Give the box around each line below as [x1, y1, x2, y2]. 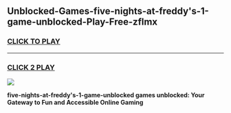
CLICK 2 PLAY [7, 62, 55, 72]
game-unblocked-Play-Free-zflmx [7, 16, 158, 28]
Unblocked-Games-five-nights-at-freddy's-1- [7, 5, 210, 17]
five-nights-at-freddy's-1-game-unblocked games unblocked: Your [7, 90, 205, 99]
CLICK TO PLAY [7, 37, 60, 47]
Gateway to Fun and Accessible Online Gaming [7, 98, 144, 106]
